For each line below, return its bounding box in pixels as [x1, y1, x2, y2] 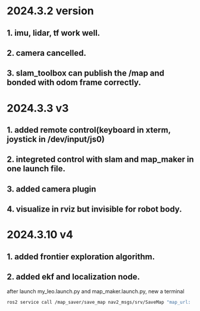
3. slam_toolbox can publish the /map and [7, 68, 165, 78]
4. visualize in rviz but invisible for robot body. [7, 204, 182, 215]
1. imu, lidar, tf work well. [7, 28, 101, 38]
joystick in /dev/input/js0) [7, 134, 105, 144]
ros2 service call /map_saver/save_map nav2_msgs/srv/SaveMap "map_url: [7, 299, 191, 305]
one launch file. [7, 164, 66, 174]
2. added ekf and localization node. [7, 272, 140, 282]
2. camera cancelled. [7, 48, 87, 58]
